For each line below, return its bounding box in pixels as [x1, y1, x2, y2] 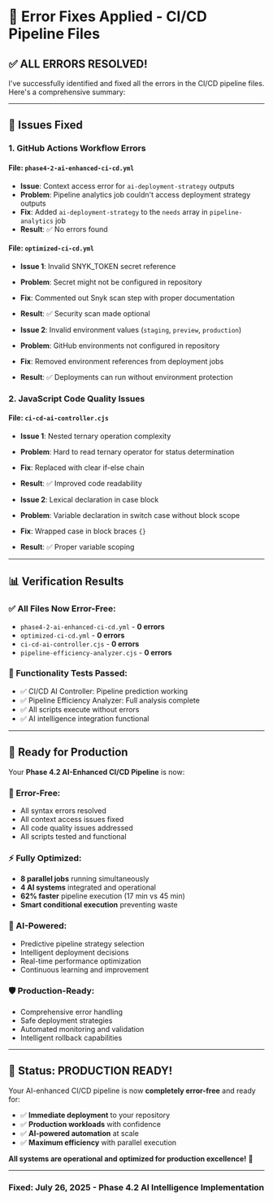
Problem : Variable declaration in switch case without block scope [19, 510, 240, 520]
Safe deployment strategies [19, 1016, 113, 1025]
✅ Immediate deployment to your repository [19, 1110, 171, 1120]
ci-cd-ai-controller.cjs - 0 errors [19, 638, 140, 649]
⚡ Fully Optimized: [8, 852, 82, 864]
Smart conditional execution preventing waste [19, 900, 178, 910]
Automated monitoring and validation [19, 1024, 145, 1033]
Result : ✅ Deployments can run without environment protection [19, 372, 233, 381]
